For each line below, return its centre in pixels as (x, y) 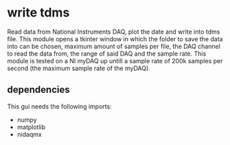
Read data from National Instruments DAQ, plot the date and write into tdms (114, 32)
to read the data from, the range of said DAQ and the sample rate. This (107, 54)
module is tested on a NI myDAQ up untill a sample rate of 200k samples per (115, 60)
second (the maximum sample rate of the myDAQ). (79, 68)
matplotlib (31, 127)
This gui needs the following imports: (59, 106)
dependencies (38, 90)
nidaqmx (30, 134)
